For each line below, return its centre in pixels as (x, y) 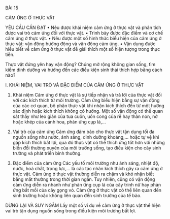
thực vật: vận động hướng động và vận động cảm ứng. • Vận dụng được (80, 44)
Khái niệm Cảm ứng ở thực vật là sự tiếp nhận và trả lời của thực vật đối (87, 95)
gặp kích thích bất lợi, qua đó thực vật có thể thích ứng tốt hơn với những (89, 143)
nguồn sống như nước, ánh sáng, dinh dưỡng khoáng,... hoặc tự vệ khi (86, 137)
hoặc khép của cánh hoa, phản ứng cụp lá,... (59, 122)
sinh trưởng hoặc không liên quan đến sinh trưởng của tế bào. (77, 195)
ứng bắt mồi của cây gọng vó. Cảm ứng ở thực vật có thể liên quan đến (87, 190)
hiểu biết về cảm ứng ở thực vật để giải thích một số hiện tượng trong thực (83, 49)
